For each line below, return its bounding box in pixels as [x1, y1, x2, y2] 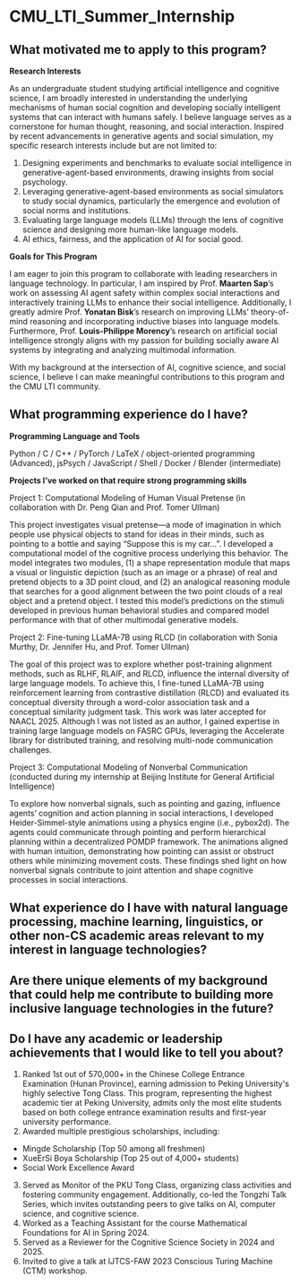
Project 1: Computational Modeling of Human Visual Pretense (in [9, 492, 246, 503]
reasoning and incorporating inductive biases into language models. [30, 316, 280, 326]
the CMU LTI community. [9, 381, 101, 392]
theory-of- [250, 306, 289, 317]
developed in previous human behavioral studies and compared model [9, 605, 270, 616]
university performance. [21, 1117, 112, 1127]
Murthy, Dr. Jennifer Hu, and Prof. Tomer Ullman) [9, 641, 190, 651]
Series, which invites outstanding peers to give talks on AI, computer [21, 1199, 276, 1210]
